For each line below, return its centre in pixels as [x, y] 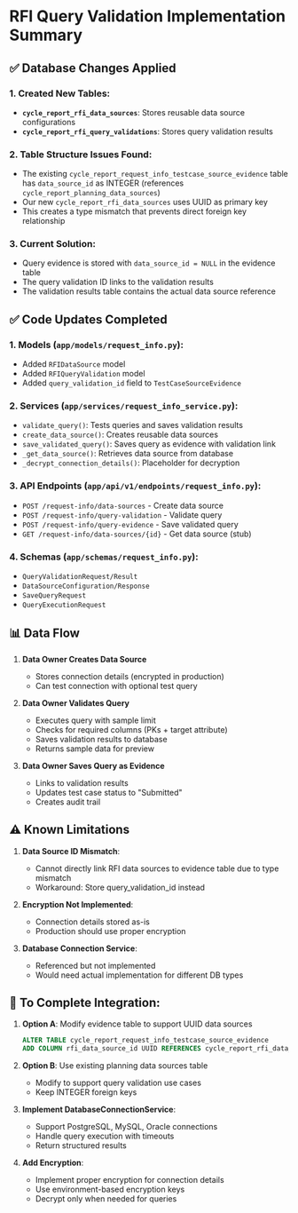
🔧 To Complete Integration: [85, 1003]
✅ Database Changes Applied [93, 68]
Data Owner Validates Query [76, 702]
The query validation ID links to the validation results [118, 282]
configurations [49, 122]
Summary [46, 35]
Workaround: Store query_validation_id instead [120, 887]
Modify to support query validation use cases [118, 1083]
